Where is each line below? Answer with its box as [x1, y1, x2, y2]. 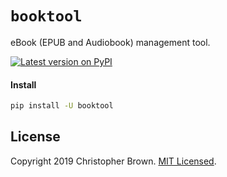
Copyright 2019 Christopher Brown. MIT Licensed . [10, 155, 217, 167]
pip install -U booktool [10, 101, 114, 111]
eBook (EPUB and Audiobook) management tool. [10, 36, 211, 48]
